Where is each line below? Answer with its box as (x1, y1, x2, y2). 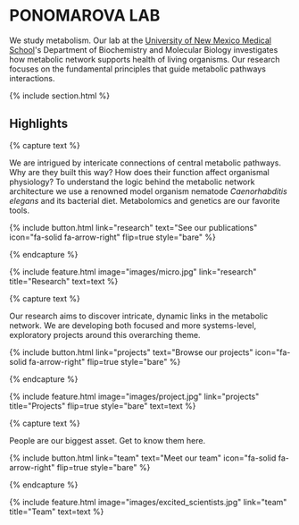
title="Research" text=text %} (9, 275, 119, 286)
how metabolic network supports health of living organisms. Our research (9, 54, 280, 64)
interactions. (9, 72, 55, 83)
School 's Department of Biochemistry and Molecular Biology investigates (9, 44, 278, 55)
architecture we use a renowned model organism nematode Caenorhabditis (9, 185, 287, 197)
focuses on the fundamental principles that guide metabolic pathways (9, 64, 266, 74)
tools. (9, 205, 30, 216)
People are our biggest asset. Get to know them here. (9, 435, 206, 445)
